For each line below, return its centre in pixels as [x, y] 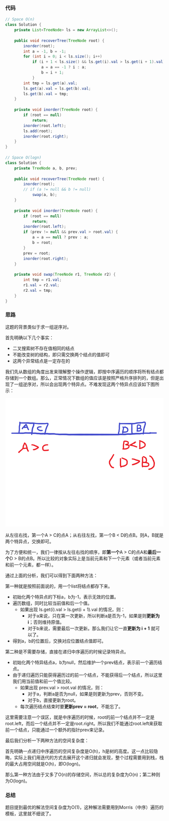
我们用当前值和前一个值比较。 [43, 681]
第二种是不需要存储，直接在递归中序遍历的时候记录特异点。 [67, 652]
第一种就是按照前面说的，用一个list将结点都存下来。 [59, 586]
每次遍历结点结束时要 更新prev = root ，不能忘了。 [71, 707]
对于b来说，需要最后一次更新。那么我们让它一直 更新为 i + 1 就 [92, 628]
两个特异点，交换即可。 [29, 542]
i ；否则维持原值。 [46, 622]
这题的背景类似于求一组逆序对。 [38, 327]
